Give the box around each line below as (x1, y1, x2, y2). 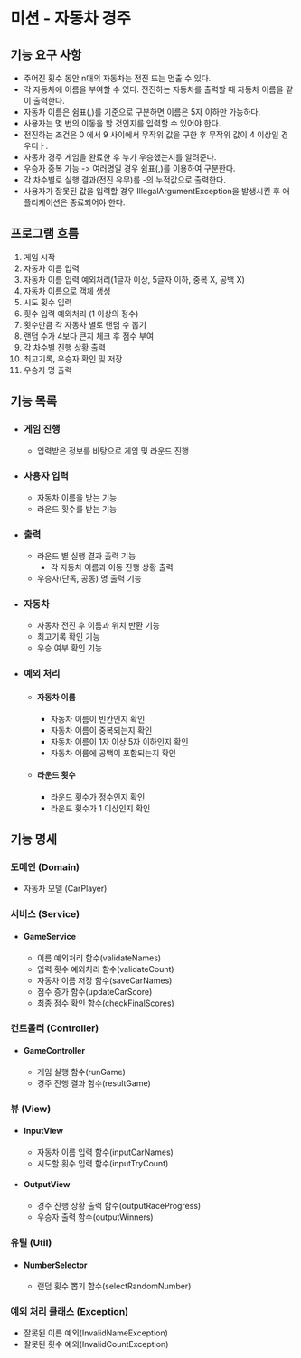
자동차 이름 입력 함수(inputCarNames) (36, 1147, 174, 1157)
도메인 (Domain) (10, 861, 80, 874)
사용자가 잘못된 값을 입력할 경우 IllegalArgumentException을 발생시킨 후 (23, 186, 281, 196)
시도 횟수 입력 (23, 296, 72, 307)
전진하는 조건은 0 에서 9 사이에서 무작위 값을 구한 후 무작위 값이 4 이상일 (23, 129, 279, 140)
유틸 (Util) (10, 1236, 52, 1249)
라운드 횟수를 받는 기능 (36, 503, 118, 514)
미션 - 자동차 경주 (10, 8, 132, 29)
